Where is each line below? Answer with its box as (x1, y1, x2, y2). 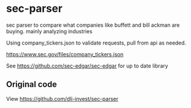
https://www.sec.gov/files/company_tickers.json (6, 50, 123, 58)
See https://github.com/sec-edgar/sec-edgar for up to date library (6, 62, 168, 69)
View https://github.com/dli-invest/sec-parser (6, 95, 119, 102)
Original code (6, 80, 58, 90)
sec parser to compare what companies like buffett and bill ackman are (6, 21, 180, 28)
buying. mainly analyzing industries (6, 27, 93, 34)
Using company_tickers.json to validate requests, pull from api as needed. (6, 39, 186, 46)
